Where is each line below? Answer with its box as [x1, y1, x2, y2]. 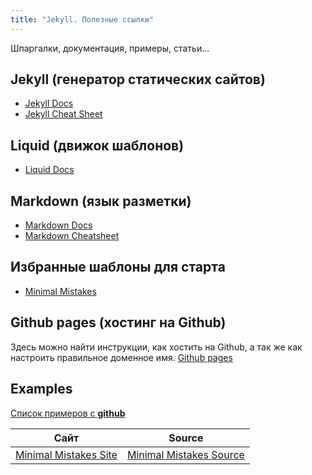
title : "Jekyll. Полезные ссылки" [10, 14, 155, 25]
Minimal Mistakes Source [126, 447, 245, 461]
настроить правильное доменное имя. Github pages [10, 351, 233, 363]
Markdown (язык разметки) [10, 192, 192, 210]
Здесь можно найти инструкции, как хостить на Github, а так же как [10, 341, 303, 353]
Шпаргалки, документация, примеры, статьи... [10, 42, 210, 54]
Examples [10, 381, 73, 398]
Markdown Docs [24, 219, 93, 231]
